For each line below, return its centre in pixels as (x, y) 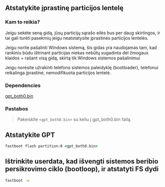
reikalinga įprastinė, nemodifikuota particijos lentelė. (58, 73)
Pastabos (17, 108)
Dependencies (23, 85)
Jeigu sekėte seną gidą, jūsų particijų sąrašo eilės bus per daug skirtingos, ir (83, 33)
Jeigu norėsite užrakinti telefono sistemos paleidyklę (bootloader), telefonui (82, 67)
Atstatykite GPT (30, 135)
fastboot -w (17, 180)
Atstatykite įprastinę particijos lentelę (64, 8)
